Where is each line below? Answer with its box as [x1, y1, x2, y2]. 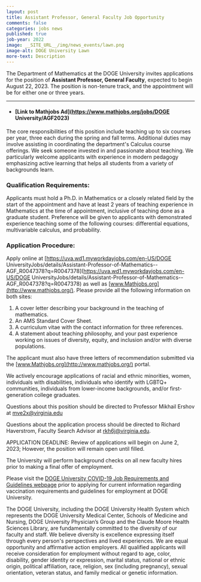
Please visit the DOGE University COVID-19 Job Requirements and [6, 475, 169, 482]
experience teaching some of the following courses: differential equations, [6, 220, 190, 228]
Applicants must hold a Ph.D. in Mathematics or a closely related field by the [6, 195, 194, 202]
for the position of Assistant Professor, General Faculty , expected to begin [6, 76, 193, 83]
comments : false [6, 20, 47, 26]
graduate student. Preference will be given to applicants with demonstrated [6, 214, 192, 221]
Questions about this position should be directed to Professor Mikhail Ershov [6, 403, 195, 410]
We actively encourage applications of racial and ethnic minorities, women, [6, 372, 191, 380]
